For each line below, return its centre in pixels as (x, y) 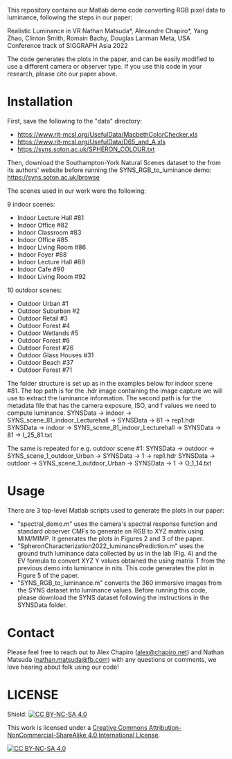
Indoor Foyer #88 (42, 254)
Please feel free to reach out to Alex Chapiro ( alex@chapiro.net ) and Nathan (116, 652)
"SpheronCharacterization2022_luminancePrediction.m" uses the (110, 546)
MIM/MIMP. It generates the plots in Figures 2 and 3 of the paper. (110, 538)
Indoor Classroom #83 (49, 232)
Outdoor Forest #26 (45, 348)
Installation (40, 102)
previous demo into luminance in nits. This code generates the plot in (116, 568)
